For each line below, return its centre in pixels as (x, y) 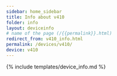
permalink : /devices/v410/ (39, 45)
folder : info (22, 22)
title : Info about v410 (35, 17)
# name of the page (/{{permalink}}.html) (59, 34)
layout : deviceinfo (30, 28)
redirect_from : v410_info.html (45, 39)
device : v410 (22, 50)
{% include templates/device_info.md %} (56, 67)
